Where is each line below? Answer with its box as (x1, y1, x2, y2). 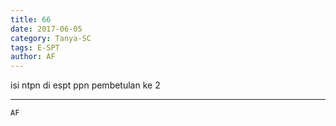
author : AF (10, 52, 56, 62)
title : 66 (10, 14, 52, 25)
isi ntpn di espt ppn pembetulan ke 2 (10, 79, 161, 91)
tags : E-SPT (10, 42, 60, 53)
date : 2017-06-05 (10, 24, 83, 34)
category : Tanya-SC (10, 33, 92, 43)
